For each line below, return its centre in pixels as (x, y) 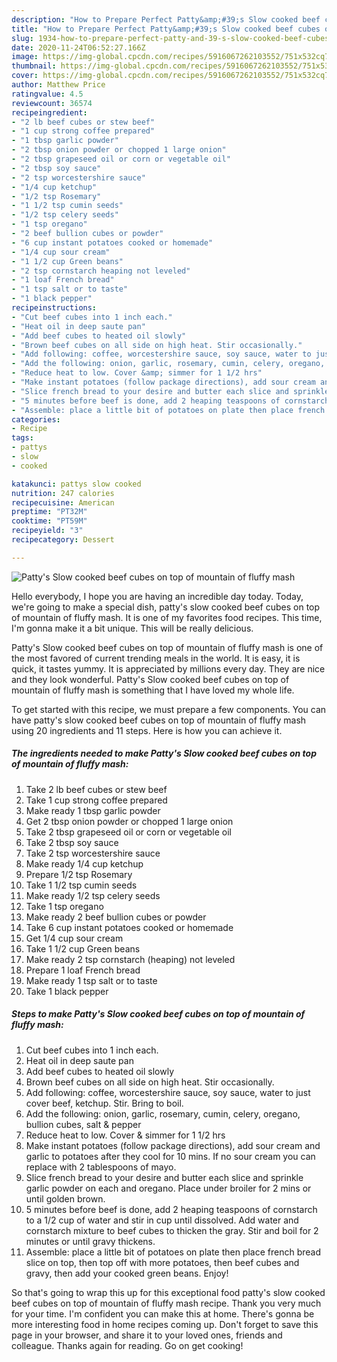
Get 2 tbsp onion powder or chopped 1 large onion (129, 821)
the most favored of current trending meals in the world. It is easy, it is (156, 658)
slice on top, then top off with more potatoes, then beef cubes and (162, 1262)
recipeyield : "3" (47, 531)
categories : (36, 419)
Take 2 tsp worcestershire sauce (93, 853)
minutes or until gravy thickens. (90, 1241)
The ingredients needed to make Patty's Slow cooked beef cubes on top (164, 753)
